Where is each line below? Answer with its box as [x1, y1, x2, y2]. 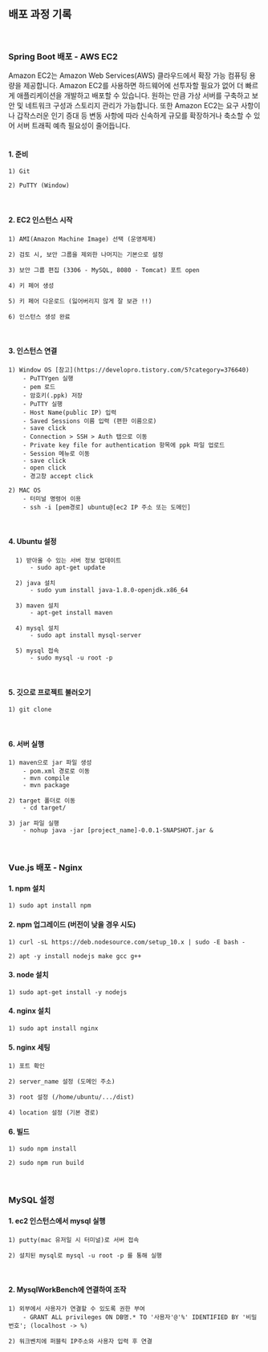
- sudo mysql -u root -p [29, 653, 113, 662]
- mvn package [22, 782, 70, 790]
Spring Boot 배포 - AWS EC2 [8, 51, 118, 62]
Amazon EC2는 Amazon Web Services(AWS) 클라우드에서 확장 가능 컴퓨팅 [8, 71, 248, 80]
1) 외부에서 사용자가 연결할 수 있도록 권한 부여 [8, 1305, 146, 1313]
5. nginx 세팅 [8, 1042, 51, 1052]
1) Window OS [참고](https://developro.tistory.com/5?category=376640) [8, 366, 250, 374]
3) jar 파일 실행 [8, 819, 60, 828]
